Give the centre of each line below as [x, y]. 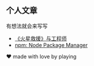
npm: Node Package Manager [51, 45]
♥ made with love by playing [41, 56]
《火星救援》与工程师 [40, 38]
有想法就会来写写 [27, 26]
